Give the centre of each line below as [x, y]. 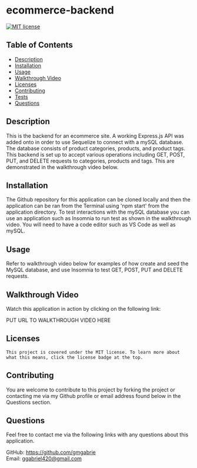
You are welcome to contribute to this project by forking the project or [91, 390]
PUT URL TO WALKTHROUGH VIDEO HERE [59, 320]
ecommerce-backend [60, 10]
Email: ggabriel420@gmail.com [44, 459]
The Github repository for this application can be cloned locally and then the [98, 200]
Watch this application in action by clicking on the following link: [84, 309]
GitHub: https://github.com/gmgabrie [51, 452]
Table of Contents [40, 45]
